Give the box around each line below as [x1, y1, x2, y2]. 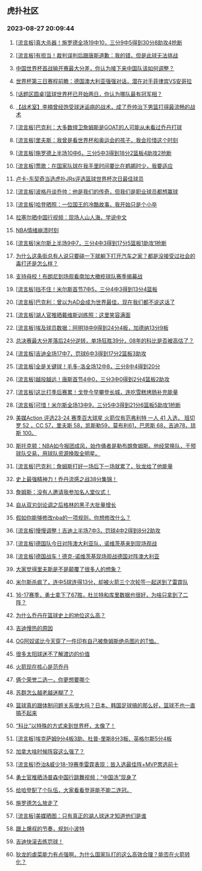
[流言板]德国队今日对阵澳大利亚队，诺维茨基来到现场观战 [15, 539, 157, 547]
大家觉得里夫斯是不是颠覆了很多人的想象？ [15, 565, 122, 573]
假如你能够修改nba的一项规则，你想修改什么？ [15, 514, 131, 521]
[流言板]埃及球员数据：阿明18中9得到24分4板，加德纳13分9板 [15, 324, 169, 331]
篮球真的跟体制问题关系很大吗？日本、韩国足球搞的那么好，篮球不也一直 [15, 702, 195, 709]
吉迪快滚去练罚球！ [15, 838, 64, 845]
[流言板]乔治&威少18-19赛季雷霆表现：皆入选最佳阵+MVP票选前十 [15, 760, 178, 767]
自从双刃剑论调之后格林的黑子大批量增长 [15, 501, 116, 508]
